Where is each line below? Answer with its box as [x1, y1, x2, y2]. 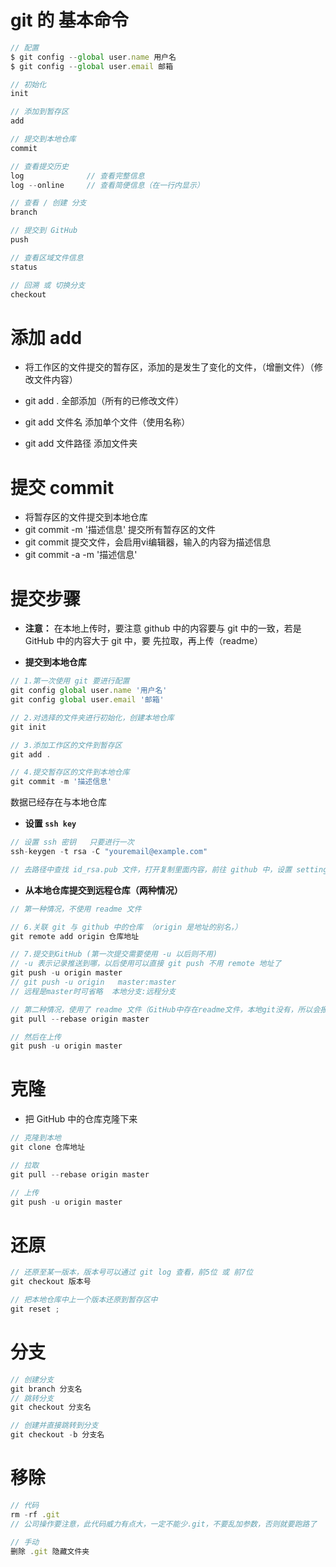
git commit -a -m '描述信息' [24, 549, 138, 561]
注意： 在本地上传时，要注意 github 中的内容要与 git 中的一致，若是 [24, 622, 302, 635]
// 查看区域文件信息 [10, 252, 84, 263]
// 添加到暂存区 [10, 107, 69, 117]
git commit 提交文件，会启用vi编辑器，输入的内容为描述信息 [24, 536, 272, 548]
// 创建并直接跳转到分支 [10, 1421, 99, 1431]
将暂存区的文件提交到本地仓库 [24, 511, 148, 523]
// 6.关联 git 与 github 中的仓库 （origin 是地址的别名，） [10, 922, 243, 932]
